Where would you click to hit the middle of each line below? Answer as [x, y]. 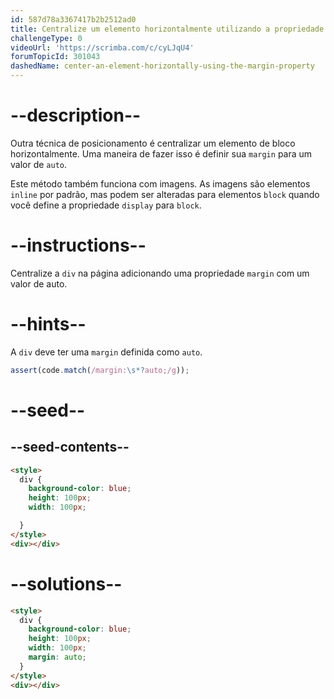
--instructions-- [78, 245]
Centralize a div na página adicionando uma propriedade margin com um [160, 273]
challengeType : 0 [46, 38]
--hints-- [48, 324]
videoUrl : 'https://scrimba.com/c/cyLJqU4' [102, 47]
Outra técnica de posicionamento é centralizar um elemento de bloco [153, 143]
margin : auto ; [57, 657]
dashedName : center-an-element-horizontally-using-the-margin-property [162, 66]
